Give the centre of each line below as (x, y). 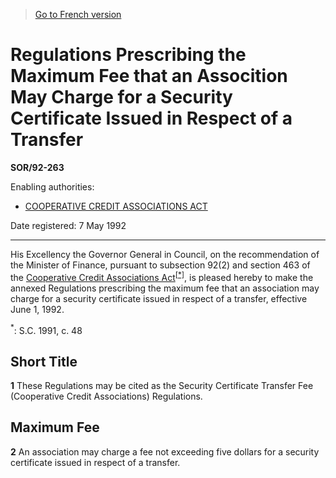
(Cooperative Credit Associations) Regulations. (106, 396)
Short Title (44, 361)
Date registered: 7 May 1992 (68, 225)
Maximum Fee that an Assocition (149, 76)
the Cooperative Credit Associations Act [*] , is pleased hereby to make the (162, 276)
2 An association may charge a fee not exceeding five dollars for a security (165, 451)
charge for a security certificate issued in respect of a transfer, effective (159, 298)
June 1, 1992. (37, 309)
